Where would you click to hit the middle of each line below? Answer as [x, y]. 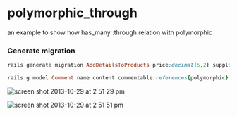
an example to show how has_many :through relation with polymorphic [110, 32]
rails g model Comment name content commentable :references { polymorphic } [118, 78]
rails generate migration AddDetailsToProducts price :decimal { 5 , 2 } [109, 65]
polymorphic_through [72, 13]
